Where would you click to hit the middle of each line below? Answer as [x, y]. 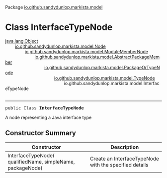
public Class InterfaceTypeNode [44, 108]
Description [125, 147]
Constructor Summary [41, 133]
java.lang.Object [22, 41]
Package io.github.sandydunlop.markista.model [54, 7]
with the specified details [119, 165]
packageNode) [25, 168]
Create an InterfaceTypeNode [124, 159]
